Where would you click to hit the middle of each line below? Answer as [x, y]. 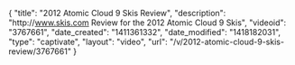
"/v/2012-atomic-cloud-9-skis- [227, 42]
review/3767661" [40, 51]
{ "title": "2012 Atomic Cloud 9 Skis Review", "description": [117, 13]
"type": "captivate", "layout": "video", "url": [88, 42]
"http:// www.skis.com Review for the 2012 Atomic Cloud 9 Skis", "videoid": [147, 23]
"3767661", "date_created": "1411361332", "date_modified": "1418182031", [145, 32]
